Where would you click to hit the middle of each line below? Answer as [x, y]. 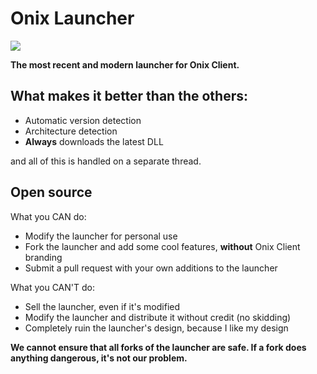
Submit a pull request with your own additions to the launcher [151, 268]
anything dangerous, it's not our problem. [99, 358]
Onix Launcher [72, 18]
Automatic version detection [83, 120]
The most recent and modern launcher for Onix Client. [125, 64]
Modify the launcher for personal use [101, 236]
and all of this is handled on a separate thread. [106, 161]
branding [43, 257]
